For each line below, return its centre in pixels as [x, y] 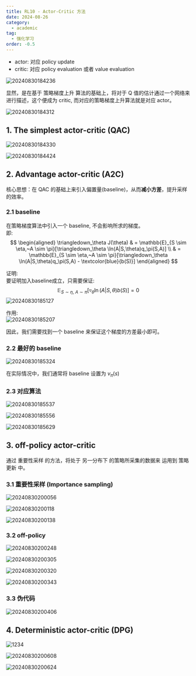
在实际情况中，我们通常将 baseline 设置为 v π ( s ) [63, 374]
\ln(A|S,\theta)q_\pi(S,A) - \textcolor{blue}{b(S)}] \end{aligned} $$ [98, 261]
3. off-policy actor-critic [51, 446]
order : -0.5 [20, 45]
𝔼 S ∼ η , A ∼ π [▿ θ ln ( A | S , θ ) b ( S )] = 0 [98, 291]
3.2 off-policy [26, 536]
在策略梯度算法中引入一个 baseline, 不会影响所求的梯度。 [75, 225]
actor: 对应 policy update [44, 62]
